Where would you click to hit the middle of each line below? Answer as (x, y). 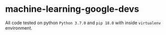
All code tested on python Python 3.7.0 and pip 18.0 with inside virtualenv (83, 23)
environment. (19, 28)
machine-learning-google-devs (72, 9)
